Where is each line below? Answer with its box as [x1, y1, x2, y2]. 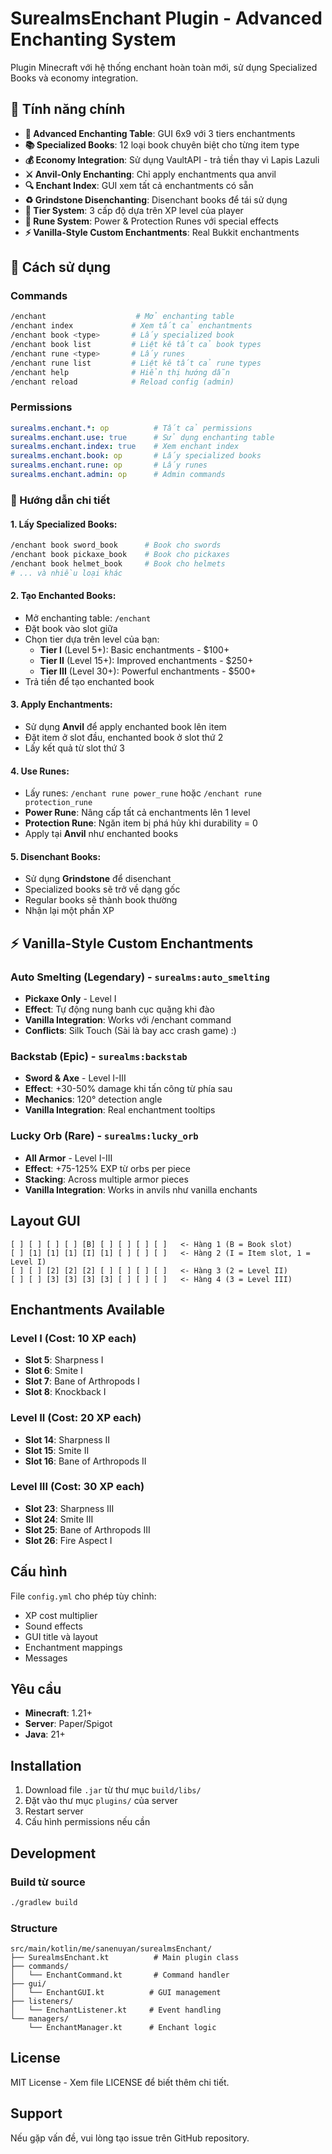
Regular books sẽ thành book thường [24, 894, 178, 906]
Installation [10, 1757, 82, 1774]
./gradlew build [10, 1897, 78, 1907]
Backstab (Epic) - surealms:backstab [10, 1050, 188, 1064]
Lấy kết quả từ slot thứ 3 [24, 742, 125, 754]
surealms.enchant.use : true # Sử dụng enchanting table [10, 432, 275, 442]
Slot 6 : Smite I [24, 1365, 83, 1377]
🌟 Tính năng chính [10, 101, 126, 118]
